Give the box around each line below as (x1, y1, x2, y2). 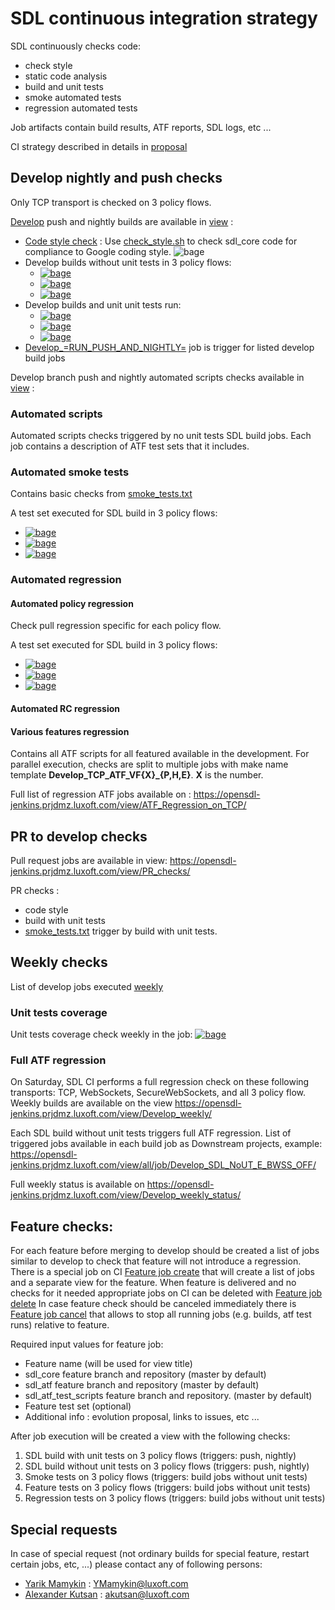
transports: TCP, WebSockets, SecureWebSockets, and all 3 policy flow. (10, 1087, 307, 1099)
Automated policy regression (10, 597, 134, 609)
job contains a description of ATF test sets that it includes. (10, 440, 250, 452)
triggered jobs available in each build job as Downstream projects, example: (10, 1138, 323, 1150)
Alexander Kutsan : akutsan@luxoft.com (24, 1588, 190, 1601)
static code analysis (24, 70, 108, 82)
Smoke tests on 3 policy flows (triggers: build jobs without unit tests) (24, 1471, 308, 1483)
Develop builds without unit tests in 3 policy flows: (24, 256, 232, 268)
